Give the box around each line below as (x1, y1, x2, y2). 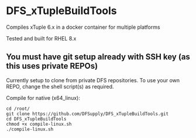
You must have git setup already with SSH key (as (6, 52, 190, 62)
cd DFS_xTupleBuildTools (6, 116, 67, 122)
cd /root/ (6, 106, 30, 112)
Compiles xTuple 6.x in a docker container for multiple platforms (6, 23, 160, 31)
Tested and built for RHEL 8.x (6, 35, 77, 42)
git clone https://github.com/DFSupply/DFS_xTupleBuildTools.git (6, 110, 169, 117)
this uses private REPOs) (6, 61, 98, 71)
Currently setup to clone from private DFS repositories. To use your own (6, 76, 180, 83)
